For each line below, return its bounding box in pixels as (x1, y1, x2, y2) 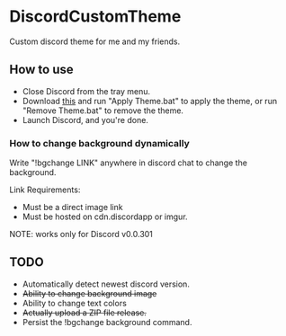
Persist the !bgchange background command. (22, 316, 192, 327)
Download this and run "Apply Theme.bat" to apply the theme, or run (22, 95, 277, 106)
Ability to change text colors (22, 297, 128, 308)
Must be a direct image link (22, 202, 123, 213)
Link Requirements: (9, 184, 81, 195)
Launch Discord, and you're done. (22, 114, 148, 125)
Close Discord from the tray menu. (22, 85, 151, 96)
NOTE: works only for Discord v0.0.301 (9, 229, 153, 240)
